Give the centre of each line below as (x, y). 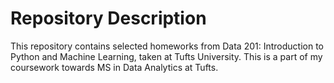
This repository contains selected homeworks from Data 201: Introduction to (167, 46)
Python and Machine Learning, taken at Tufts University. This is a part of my (166, 56)
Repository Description (108, 18)
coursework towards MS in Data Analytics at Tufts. (114, 67)
